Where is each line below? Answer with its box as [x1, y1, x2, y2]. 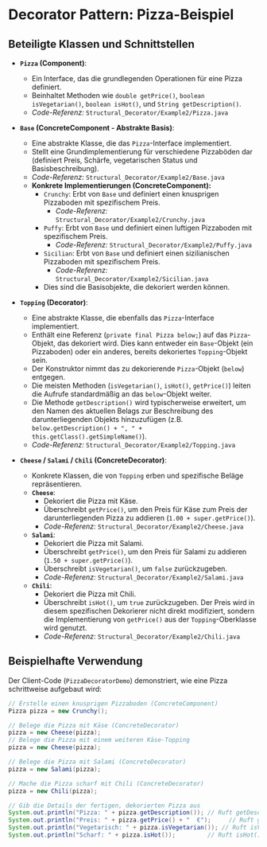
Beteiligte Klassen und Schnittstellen [8, 37, 195, 51]
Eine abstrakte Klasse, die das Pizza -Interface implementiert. [31, 139, 232, 148]
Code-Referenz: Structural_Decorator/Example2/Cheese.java [43, 521, 244, 531]
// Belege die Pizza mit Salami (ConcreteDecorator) [8, 758, 187, 766]
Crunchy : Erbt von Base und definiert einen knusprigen [43, 189, 219, 198]
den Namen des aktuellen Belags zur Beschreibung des [31, 406, 214, 416]
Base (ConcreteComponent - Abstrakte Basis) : [19, 123, 175, 132]
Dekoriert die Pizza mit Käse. [43, 496, 139, 505]
